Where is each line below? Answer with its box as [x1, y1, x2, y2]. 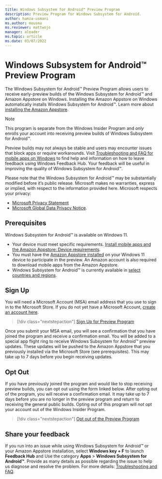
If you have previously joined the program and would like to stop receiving [5, 381, 152, 387]
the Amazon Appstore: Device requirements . [12, 246, 101, 252]
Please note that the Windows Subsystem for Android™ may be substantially [5, 175, 156, 181]
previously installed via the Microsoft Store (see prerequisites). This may [5, 349, 149, 354]
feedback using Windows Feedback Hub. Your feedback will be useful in [5, 160, 150, 166]
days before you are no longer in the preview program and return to [5, 396, 140, 402]
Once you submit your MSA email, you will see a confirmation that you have [5, 328, 156, 334]
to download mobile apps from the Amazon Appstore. [12, 262, 119, 268]
